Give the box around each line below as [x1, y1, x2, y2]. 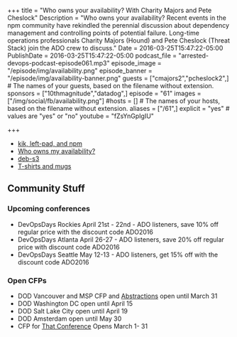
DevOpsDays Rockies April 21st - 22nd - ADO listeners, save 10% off [17, 220, 219, 228]
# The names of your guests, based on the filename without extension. [7, 82, 214, 90]
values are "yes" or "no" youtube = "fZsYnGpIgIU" [7, 112, 155, 120]
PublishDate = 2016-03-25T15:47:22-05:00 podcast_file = [7, 51, 177, 60]
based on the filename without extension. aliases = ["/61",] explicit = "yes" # [7, 105, 230, 112]
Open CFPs [7, 275, 48, 285]
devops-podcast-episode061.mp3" [7, 59, 110, 67]
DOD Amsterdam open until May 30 [17, 314, 122, 323]
